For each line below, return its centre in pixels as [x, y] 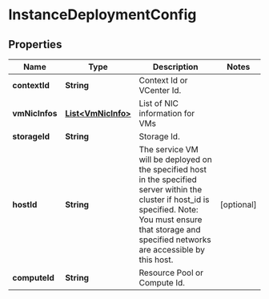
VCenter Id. [160, 90]
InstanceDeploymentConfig [102, 15]
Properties [35, 44]
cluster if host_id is [174, 200]
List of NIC [159, 103]
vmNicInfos [35, 113]
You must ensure [171, 220]
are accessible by [172, 250]
